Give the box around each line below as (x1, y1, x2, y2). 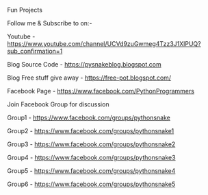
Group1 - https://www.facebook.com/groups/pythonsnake (7, 113, 171, 122)
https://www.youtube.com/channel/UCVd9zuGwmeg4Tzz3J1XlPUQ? (7, 40, 201, 47)
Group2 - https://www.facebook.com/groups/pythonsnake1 (7, 127, 174, 135)
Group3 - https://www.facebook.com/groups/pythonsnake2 (7, 140, 176, 148)
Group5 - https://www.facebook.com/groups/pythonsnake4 (7, 167, 176, 174)
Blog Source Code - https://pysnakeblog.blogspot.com (7, 60, 162, 68)
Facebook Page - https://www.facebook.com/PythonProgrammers (7, 87, 195, 95)
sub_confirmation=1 (7, 47, 63, 55)
